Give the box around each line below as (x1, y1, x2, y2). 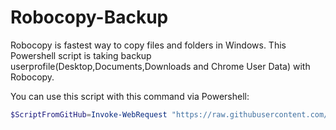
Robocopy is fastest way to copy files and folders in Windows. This (10, 39, 287, 51)
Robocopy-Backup (10, 6, 169, 29)
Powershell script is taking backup (10, 49, 152, 61)
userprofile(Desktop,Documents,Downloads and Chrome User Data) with (10, 60, 311, 72)
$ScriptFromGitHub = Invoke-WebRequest (10, 109, 168, 120)
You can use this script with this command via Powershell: (10, 90, 250, 102)
